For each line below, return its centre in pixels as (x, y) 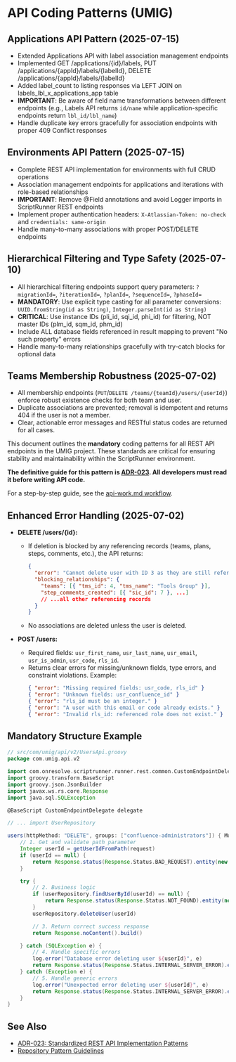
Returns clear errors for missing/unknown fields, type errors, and (122, 668)
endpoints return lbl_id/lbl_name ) (67, 115)
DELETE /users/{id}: (47, 533)
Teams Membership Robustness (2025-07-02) (112, 376)
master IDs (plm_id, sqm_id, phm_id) (70, 324)
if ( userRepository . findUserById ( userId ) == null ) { (111, 894)
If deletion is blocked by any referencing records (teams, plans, (119, 546)
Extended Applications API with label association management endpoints (123, 56)
